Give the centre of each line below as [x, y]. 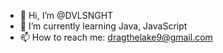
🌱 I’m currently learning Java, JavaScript [103, 26]
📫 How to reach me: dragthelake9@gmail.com [116, 37]
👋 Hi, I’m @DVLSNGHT [66, 15]
